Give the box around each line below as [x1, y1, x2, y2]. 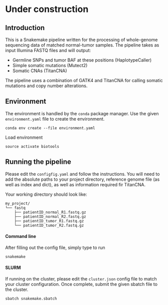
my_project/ [5, 201, 30, 206]
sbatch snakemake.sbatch [5, 296, 57, 301]
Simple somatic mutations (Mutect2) [12, 63, 88, 68]
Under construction [5, 4, 89, 15]
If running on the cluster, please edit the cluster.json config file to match [5, 276, 157, 282]
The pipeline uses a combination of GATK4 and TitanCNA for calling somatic [5, 78, 163, 83]
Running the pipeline [5, 158, 71, 166]
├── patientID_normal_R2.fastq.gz [14, 214, 86, 219]
